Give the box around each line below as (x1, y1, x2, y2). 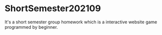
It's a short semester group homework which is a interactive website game (4, 19, 158, 25)
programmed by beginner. (4, 24, 58, 30)
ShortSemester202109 (4, 3, 101, 14)
